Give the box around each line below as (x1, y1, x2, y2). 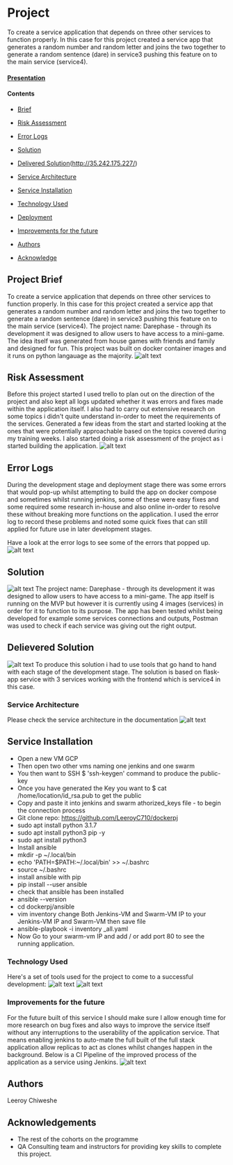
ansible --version (17, 895, 67, 903)
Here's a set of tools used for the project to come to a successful (7, 973, 193, 981)
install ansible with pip (17, 872, 81, 881)
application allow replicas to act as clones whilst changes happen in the (7, 1043, 213, 1051)
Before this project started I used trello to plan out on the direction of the (7, 390, 215, 399)
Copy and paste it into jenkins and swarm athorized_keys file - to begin (17, 798, 221, 807)
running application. (17, 939, 75, 948)
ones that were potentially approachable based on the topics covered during (7, 427, 227, 435)
